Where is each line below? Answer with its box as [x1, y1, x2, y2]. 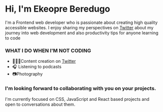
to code [5, 35, 20, 41]
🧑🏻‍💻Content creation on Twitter [12, 58, 76, 64]
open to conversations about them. [5, 101, 76, 107]
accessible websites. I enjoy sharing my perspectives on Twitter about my [5, 24, 154, 30]
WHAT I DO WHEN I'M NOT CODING [5, 47, 91, 54]
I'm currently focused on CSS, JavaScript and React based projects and [5, 96, 150, 102]
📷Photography [12, 71, 43, 77]
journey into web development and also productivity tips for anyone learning [5, 30, 159, 36]
